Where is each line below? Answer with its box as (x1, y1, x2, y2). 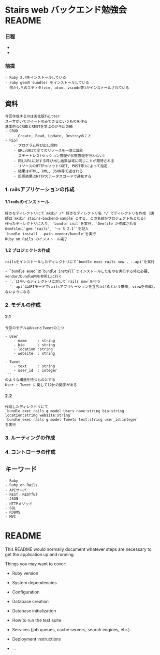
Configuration (12, 589, 40, 595)
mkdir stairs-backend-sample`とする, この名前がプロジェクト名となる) (14, 216, 146, 221)
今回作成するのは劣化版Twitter (5, 114, 60, 119)
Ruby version (12, 570, 39, 576)
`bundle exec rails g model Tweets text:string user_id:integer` (5, 417, 139, 422)
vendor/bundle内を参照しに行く (5, 274, 62, 279)
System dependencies (12, 579, 57, 585)
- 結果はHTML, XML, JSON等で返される (14, 168, 83, 174)
